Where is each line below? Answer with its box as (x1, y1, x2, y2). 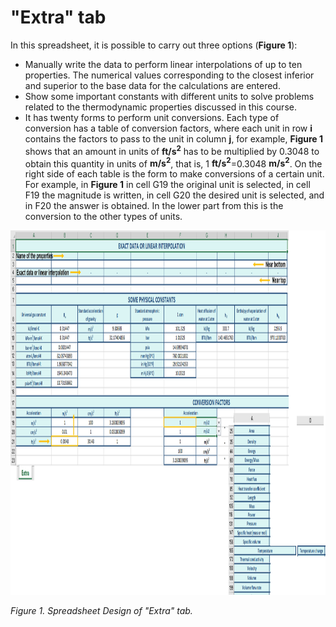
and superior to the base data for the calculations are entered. (24, 79, 281, 91)
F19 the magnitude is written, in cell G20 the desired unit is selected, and (24, 189, 325, 201)
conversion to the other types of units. (24, 211, 183, 223)
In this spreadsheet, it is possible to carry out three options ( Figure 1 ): (10, 39, 298, 51)
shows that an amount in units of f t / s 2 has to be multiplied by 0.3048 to (24, 143, 320, 157)
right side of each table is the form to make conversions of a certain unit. (24, 168, 325, 180)
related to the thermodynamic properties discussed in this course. (24, 101, 297, 113)
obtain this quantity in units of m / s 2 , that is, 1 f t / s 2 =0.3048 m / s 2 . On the (24, 156, 323, 170)
